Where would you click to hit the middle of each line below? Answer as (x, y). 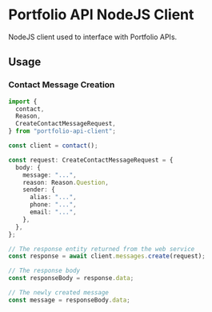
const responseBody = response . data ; (71, 278)
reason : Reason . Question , (66, 182)
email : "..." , (53, 212)
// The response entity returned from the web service (102, 249)
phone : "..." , (53, 205)
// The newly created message (59, 293)
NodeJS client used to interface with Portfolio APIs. (93, 37)
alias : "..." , (53, 198)
